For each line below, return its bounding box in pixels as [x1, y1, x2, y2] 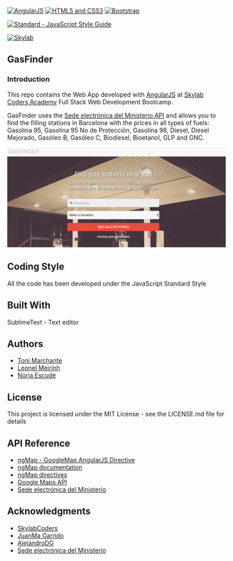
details [7, 417, 26, 425]
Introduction [7, 74, 50, 84]
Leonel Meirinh [17, 364, 60, 372]
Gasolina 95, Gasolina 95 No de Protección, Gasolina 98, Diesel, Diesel [7, 126, 209, 134]
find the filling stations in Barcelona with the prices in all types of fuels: [7, 118, 209, 127]
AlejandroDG [17, 539, 54, 547]
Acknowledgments [7, 505, 92, 517]
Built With [7, 300, 51, 311]
